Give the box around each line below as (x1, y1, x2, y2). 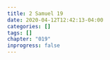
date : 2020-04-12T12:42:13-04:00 (7, 17, 104, 23)
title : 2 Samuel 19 (7, 10, 64, 17)
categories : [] (7, 23, 51, 30)
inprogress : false (7, 42, 60, 49)
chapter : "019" (7, 36, 51, 43)
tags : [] (7, 29, 33, 37)
